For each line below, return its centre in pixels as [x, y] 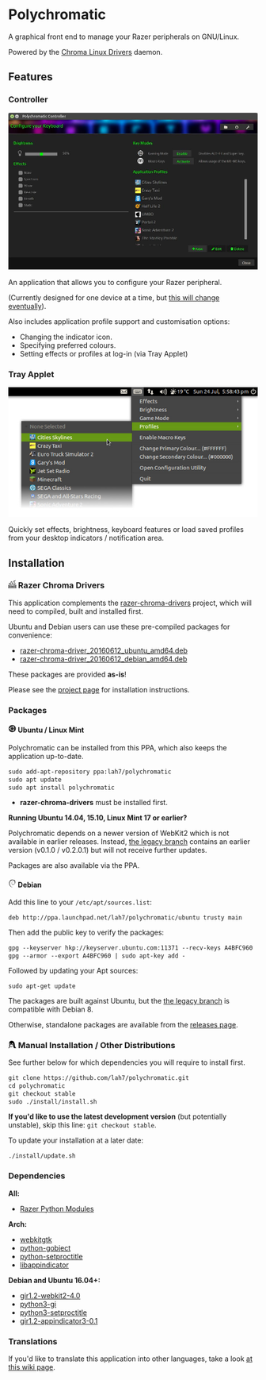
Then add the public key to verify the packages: [86, 933]
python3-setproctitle [53, 1313]
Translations [33, 1341]
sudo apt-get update [42, 986]
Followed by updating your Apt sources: [73, 971]
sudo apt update [35, 780]
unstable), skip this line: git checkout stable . [82, 1125]
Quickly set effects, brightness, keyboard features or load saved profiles [126, 530]
